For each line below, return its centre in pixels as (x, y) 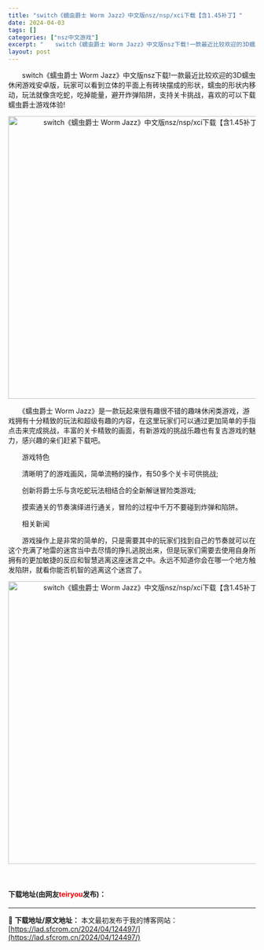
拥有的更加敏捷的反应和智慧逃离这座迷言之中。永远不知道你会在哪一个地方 (128, 560)
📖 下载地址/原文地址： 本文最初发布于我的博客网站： (93, 920)
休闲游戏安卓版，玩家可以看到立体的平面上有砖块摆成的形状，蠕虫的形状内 (128, 85)
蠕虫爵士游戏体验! (37, 104)
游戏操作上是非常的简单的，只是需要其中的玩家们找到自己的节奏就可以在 (139, 540)
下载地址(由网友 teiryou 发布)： (57, 894)
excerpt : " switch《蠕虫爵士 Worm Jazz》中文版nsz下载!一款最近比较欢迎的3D (129, 45)
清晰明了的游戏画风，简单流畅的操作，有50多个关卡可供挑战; (120, 473)
